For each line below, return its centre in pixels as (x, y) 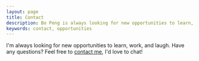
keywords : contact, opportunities (49, 28)
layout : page (22, 12)
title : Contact (25, 17)
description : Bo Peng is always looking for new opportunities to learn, (100, 23)
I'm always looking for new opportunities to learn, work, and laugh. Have (95, 45)
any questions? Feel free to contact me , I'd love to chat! (74, 52)
